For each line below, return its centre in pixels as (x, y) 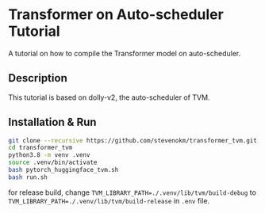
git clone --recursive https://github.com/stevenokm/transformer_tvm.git (133, 140)
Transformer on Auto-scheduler (116, 15)
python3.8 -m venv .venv (49, 155)
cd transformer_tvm (40, 148)
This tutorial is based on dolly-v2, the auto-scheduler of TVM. (109, 97)
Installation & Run (52, 122)
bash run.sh (28, 177)
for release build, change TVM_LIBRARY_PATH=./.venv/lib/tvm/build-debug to (132, 192)
